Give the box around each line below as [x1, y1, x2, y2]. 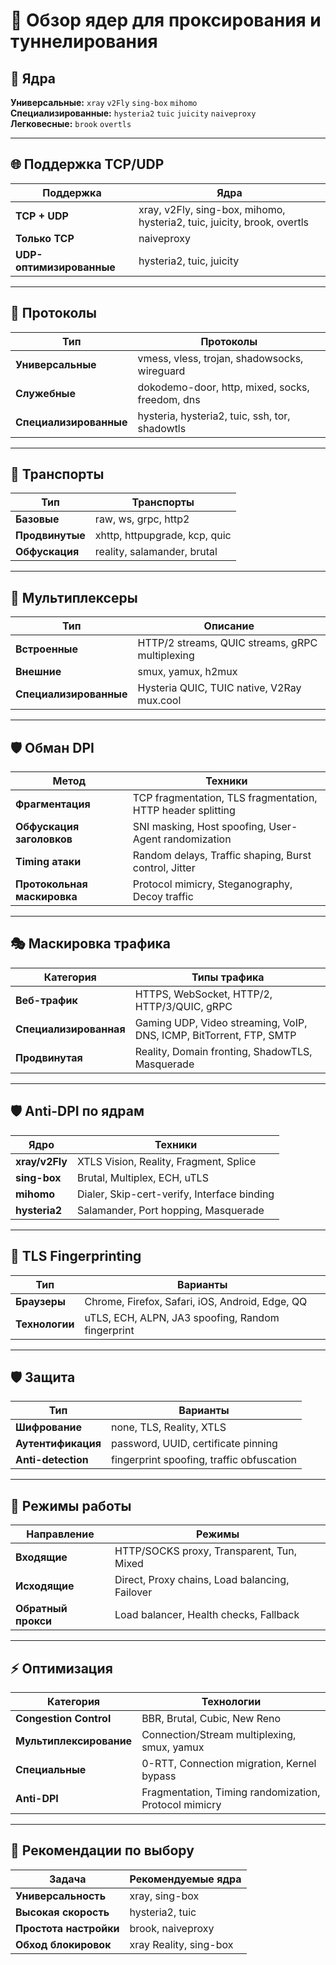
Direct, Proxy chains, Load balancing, [114, 1573, 290, 1587]
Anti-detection [15, 1453, 89, 1467]
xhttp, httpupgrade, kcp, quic [94, 529, 232, 543]
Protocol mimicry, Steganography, [132, 877, 293, 891]
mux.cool [137, 694, 182, 708]
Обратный [15, 1602, 68, 1616]
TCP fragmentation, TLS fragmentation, [132, 791, 318, 805]
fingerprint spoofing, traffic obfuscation [110, 1453, 297, 1467]
